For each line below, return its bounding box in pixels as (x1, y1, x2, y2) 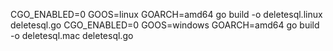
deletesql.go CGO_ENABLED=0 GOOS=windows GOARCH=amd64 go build (10, 19, 320, 31)
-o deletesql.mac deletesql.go (10, 30, 134, 41)
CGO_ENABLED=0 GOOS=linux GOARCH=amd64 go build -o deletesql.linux (10, 9, 323, 20)
